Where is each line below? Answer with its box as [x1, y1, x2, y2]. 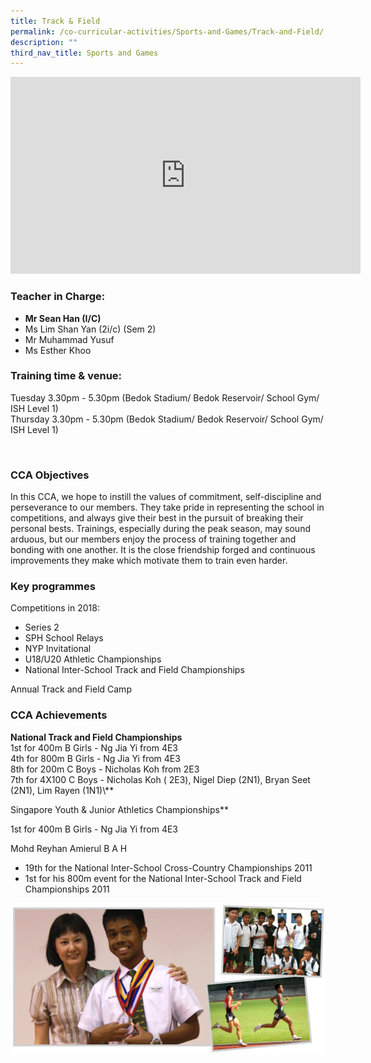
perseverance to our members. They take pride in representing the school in [10, 501, 325, 514]
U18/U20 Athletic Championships [24, 653, 162, 665]
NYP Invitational [24, 643, 92, 655]
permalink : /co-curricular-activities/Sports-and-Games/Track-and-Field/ [10, 26, 325, 37]
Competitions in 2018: [10, 602, 100, 614]
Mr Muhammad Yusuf [24, 333, 115, 345]
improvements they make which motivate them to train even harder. [10, 555, 288, 567]
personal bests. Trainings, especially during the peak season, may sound [10, 523, 311, 535]
